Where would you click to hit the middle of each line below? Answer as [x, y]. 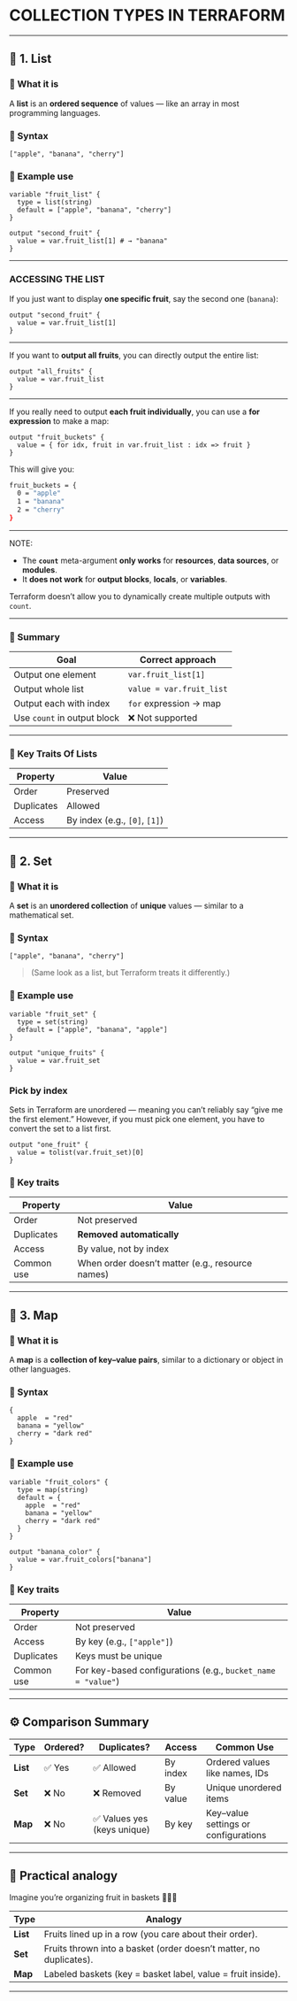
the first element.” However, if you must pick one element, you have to [137, 1120]
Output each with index [62, 704]
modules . [39, 570]
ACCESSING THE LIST [57, 280]
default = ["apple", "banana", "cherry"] [95, 210]
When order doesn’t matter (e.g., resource [165, 1264]
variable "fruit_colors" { [59, 1482]
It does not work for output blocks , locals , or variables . [125, 579]
